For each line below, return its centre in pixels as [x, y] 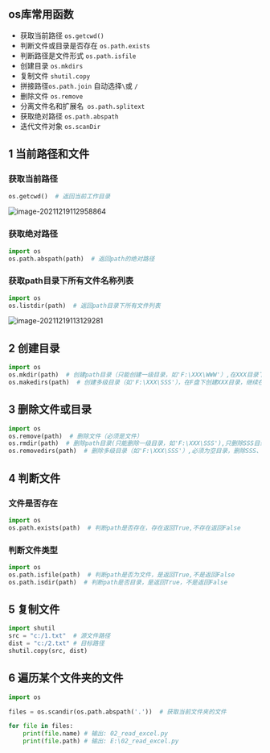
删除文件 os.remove [51, 96]
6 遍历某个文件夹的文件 [66, 678]
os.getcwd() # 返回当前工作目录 [59, 196]
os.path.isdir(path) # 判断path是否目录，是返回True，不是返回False [118, 582]
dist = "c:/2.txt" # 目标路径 [56, 643]
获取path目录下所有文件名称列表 [71, 281]
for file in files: [41, 726]
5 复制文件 [34, 609]
